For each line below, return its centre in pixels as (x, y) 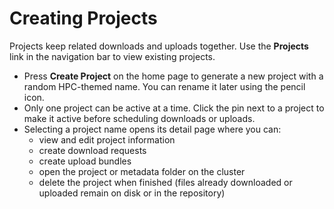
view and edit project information (107, 139)
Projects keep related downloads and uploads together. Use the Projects (159, 46)
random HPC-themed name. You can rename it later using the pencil (164, 86)
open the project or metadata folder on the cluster (142, 171)
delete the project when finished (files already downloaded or (165, 182)
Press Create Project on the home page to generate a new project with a (173, 76)
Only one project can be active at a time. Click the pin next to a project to (174, 108)
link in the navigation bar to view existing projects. (112, 56)
